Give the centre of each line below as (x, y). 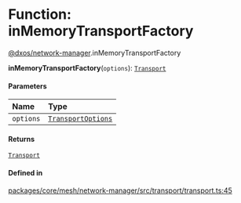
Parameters (27, 86)
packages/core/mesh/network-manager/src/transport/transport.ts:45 (120, 190)
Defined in (26, 172)
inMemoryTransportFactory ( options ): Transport (87, 67)
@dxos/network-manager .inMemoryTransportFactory (95, 53)
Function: (40, 14)
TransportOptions (80, 119)
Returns (22, 139)
